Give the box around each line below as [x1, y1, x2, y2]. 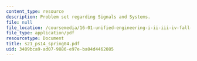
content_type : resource [6, 8, 64, 15]
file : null [6, 19, 33, 25]
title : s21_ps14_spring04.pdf [6, 41, 80, 47]
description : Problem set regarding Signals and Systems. [6, 14, 151, 20]
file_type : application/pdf [6, 30, 75, 36]
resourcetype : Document [6, 35, 64, 41]
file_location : [6, 24, 43, 31]
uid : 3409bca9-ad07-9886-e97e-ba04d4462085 [6, 46, 114, 52]
